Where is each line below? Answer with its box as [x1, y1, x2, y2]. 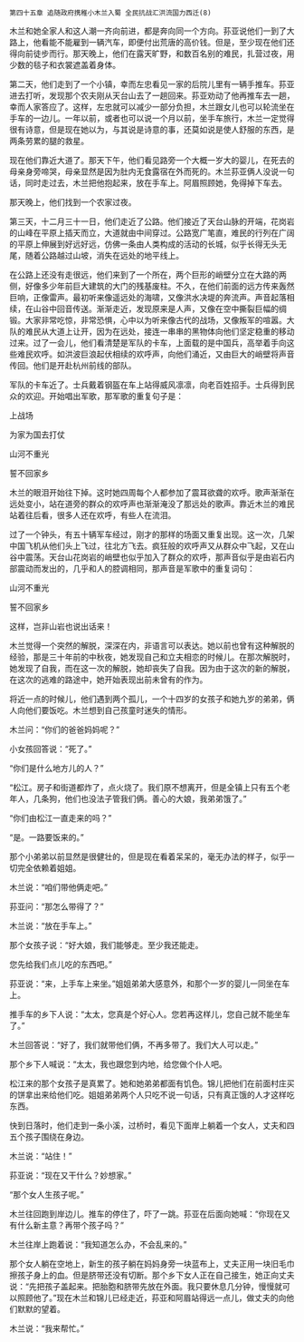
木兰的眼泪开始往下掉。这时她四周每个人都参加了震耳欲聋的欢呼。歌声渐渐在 [9, 487, 295, 497]
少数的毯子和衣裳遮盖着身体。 [9, 60, 120, 70]
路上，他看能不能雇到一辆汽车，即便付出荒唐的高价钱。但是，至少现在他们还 [9, 37, 295, 47]
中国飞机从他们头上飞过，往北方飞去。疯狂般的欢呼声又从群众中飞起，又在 [9, 541, 287, 551]
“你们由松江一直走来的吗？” [9, 813, 112, 823]
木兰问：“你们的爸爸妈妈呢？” [9, 724, 120, 735]
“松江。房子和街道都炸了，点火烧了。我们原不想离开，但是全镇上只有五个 [9, 782, 283, 792]
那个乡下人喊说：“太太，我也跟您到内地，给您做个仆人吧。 [9, 1059, 228, 1069]
